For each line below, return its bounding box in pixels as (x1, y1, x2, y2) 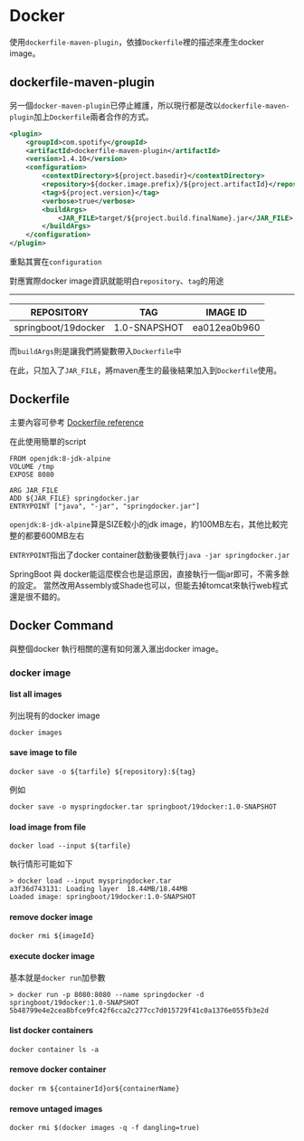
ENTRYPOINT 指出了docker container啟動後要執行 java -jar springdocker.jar (9, 549, 290, 560)
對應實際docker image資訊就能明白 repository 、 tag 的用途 (9, 275, 224, 286)
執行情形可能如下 (9, 858, 73, 869)
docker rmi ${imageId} (9, 932, 95, 941)
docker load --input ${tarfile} (9, 841, 131, 851)
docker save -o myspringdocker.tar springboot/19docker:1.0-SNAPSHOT (9, 802, 278, 811)
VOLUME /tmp (9, 462, 54, 471)
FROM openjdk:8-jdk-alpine (9, 454, 111, 463)
